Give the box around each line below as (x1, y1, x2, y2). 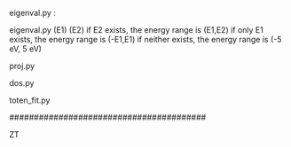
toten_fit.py (9, 95, 51, 105)
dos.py (9, 78, 35, 88)
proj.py (9, 61, 35, 71)
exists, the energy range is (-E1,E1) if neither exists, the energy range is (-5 (9, 35, 282, 44)
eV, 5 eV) (9, 43, 43, 54)
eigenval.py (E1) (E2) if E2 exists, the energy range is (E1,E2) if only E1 (9, 25, 263, 35)
